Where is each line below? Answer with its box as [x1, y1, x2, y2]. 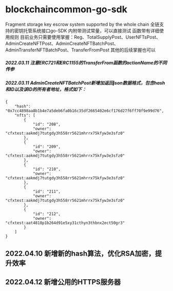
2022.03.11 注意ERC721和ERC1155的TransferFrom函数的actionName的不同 [5, 59, 167, 66]
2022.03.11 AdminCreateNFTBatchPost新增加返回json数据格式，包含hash [5, 79, 165, 86]
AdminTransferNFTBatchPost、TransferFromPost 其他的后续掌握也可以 [5, 47, 156, 53]
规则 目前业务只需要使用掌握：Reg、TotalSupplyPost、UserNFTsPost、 [9, 34, 161, 40]
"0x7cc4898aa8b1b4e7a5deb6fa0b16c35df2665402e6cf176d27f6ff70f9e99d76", [5, 109, 164, 114]
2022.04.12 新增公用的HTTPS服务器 [5, 278, 121, 286]
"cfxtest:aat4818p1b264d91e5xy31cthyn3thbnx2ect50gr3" [5, 220, 125, 226]
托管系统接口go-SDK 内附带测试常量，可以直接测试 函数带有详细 [23, 27, 160, 34]
